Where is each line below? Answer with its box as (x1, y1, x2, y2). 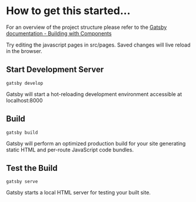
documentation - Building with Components (6, 29, 112, 37)
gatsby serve (6, 178, 38, 185)
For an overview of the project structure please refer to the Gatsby (6, 24, 167, 31)
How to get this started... (6, 4, 131, 18)
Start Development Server (6, 65, 104, 75)
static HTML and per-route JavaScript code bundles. (6, 146, 134, 153)
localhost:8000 (6, 97, 43, 104)
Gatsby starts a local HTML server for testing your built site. (6, 189, 151, 196)
